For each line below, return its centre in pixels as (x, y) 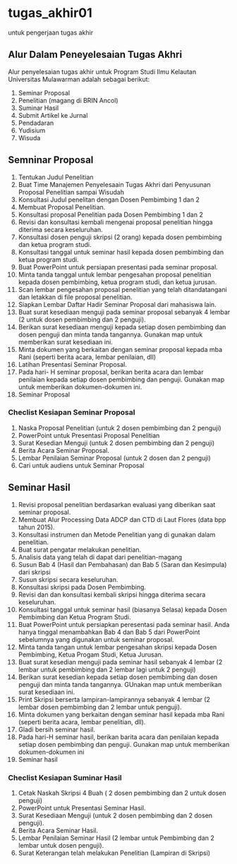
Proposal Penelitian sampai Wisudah (71, 192)
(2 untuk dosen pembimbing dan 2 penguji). (82, 320)
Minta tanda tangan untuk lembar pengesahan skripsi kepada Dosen (117, 647)
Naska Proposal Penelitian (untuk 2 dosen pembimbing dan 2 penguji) (120, 427)
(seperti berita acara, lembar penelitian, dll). (82, 722)
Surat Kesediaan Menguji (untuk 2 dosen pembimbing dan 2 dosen (115, 815)
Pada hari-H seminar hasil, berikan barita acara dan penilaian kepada (119, 737)
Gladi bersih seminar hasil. (57, 729)
